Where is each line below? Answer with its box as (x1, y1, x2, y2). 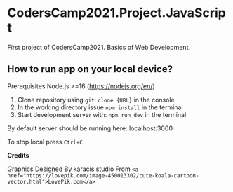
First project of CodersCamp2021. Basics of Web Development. (7, 43, 191, 51)
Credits (7, 151, 29, 159)
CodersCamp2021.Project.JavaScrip (7, 5, 226, 21)
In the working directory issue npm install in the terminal (17, 103, 184, 111)
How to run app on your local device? (7, 63, 173, 75)
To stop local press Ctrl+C (7, 137, 83, 146)
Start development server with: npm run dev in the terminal (17, 110, 187, 118)
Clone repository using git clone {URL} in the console (17, 95, 175, 104)
